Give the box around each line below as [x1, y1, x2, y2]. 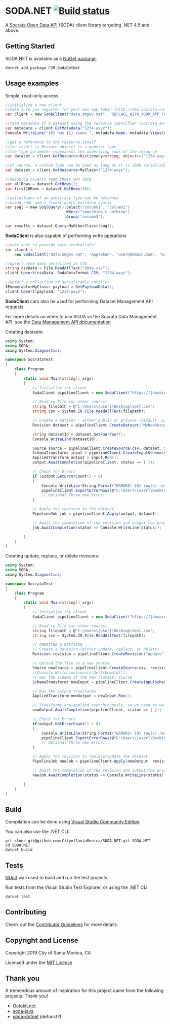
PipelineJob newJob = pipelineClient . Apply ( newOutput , [32, 759, 151, 764]
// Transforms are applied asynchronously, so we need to [32, 703, 157, 708]
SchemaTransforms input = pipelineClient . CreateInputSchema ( [32, 450, 164, 455]
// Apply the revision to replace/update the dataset [32, 754, 148, 759]
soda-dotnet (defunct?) [12, 1013, 62, 1020]
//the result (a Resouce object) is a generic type [5, 144, 116, 149]
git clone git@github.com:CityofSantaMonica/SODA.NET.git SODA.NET [5, 838, 151, 844]
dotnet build [5, 847, 33, 852]
